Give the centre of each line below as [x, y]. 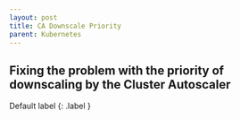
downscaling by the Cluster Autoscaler [120, 85]
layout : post [33, 17]
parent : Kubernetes [46, 34]
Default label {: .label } [50, 106]
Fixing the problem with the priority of [117, 70]
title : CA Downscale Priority [66, 26]
